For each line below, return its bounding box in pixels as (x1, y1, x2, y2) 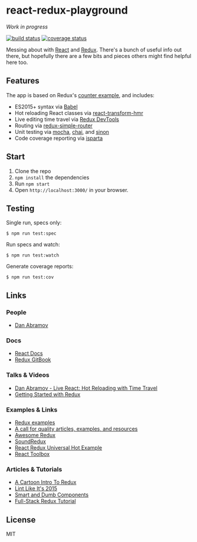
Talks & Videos (6, 371, 50, 379)
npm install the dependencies (14, 174, 90, 181)
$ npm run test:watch (6, 252, 60, 258)
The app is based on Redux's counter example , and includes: (6, 91, 155, 98)
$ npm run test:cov (6, 274, 54, 280)
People (6, 308, 27, 316)
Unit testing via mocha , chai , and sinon (14, 128, 109, 135)
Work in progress (6, 23, 48, 30)
